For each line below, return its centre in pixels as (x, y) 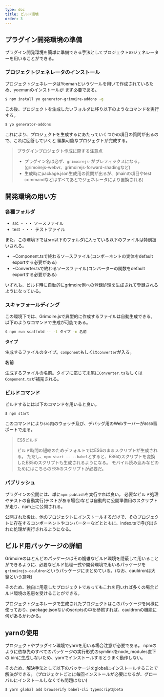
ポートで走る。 (20, 430)
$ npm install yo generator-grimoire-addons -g (54, 99)
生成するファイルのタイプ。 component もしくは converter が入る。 (70, 352)
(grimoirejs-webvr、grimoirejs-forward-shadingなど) (77, 168)
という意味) (21, 577)
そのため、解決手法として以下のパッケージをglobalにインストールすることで (82, 668)
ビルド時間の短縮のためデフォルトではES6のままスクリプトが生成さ (85, 450)
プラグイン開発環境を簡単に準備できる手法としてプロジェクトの (69, 52)
